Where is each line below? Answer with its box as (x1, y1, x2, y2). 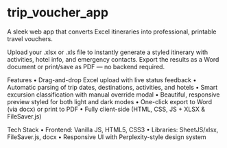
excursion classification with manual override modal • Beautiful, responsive (7, 90, 221, 99)
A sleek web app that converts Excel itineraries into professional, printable (7, 27, 217, 36)
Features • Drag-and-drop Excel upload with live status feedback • (7, 75, 197, 84)
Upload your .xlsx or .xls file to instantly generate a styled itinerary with (7, 48, 208, 56)
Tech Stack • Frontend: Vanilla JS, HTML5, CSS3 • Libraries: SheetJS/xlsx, (7, 125, 219, 134)
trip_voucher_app (7, 5, 108, 21)
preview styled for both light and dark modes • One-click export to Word (7, 97, 213, 106)
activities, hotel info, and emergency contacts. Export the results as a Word (7, 55, 219, 63)
